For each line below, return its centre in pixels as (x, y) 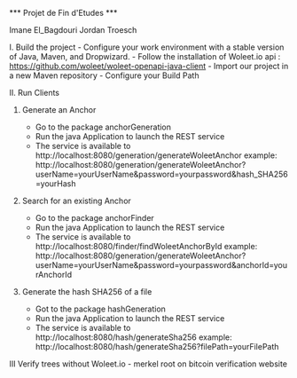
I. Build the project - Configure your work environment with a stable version (147, 47)
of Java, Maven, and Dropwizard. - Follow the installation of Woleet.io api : (145, 56)
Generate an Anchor (59, 110)
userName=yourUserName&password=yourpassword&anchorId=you (161, 265)
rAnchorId (54, 275)
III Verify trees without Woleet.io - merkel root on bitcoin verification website (148, 364)
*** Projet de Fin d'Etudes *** (63, 13)
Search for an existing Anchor (76, 201)
